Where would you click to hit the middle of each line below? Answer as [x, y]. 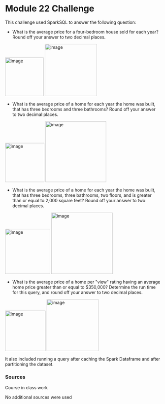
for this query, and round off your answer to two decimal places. [77, 292]
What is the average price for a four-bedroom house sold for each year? [85, 32]
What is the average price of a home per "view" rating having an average [86, 282]
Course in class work [26, 388]
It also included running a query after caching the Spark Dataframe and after [83, 359]
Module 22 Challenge [50, 9]
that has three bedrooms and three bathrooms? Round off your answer [84, 109]
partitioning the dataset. [29, 364]
